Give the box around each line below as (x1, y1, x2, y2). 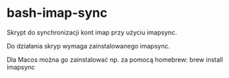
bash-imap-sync (6, 5, 108, 21)
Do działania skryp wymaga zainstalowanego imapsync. (6, 41, 171, 50)
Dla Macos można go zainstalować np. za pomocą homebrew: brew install (6, 55, 223, 64)
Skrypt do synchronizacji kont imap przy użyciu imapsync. (6, 28, 178, 37)
